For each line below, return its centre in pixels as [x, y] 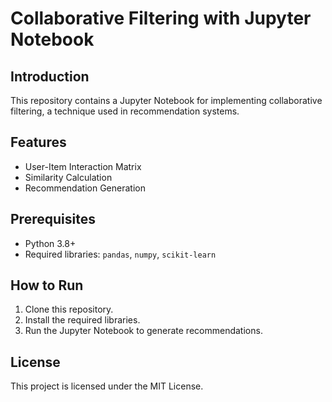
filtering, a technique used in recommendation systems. [125, 111]
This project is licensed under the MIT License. [107, 386]
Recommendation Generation [85, 188]
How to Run [47, 285]
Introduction [50, 76]
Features [38, 142]
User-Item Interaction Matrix [83, 166]
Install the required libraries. [82, 320]
